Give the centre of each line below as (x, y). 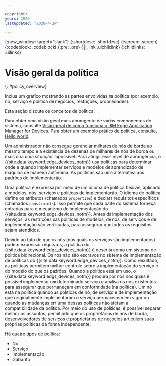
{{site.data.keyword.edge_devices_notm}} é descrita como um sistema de (81, 250)
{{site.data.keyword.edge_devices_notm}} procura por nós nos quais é (77, 276)
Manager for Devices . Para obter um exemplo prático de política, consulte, (81, 131)
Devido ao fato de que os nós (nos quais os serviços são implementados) (80, 240)
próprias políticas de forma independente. (48, 324)
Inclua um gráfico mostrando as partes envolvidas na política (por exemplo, (82, 96)
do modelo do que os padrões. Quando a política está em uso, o (71, 271)
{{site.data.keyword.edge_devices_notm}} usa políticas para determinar (79, 162)
